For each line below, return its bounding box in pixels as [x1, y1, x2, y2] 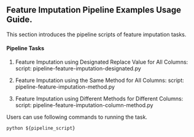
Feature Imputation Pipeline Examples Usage [6, 5, 182, 15]
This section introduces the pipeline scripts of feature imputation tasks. [6, 31, 187, 38]
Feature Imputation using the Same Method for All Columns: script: [15, 76, 184, 84]
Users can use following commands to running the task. [6, 113, 147, 121]
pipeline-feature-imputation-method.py [15, 83, 115, 91]
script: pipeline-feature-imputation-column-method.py [15, 102, 153, 109]
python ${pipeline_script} [6, 125, 76, 131]
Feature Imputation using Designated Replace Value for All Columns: [15, 58, 188, 66]
